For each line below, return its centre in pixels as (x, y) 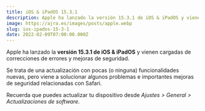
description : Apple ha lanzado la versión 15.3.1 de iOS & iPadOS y (95, 18)
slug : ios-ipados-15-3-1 (38, 29)
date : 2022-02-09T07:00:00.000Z (47, 35)
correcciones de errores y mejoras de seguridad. (68, 59)
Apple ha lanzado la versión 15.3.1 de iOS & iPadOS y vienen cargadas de (99, 52)
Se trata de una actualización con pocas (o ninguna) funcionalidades (93, 70)
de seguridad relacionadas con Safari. (54, 84)
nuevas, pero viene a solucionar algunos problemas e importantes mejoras (100, 77)
